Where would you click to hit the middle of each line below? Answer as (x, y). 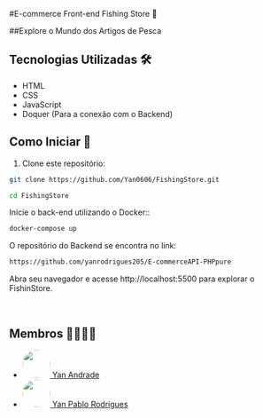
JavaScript (42, 104)
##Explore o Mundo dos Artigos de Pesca (85, 31)
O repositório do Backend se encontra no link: (93, 246)
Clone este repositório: (64, 163)
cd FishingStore (39, 195)
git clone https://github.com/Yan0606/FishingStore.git (114, 179)
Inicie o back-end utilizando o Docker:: (80, 212)
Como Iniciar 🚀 (50, 142)
